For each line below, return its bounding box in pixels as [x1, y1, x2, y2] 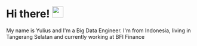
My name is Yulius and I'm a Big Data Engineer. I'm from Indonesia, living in [6, 27, 191, 34]
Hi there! [6, 7, 50, 21]
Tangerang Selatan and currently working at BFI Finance [6, 33, 145, 40]
